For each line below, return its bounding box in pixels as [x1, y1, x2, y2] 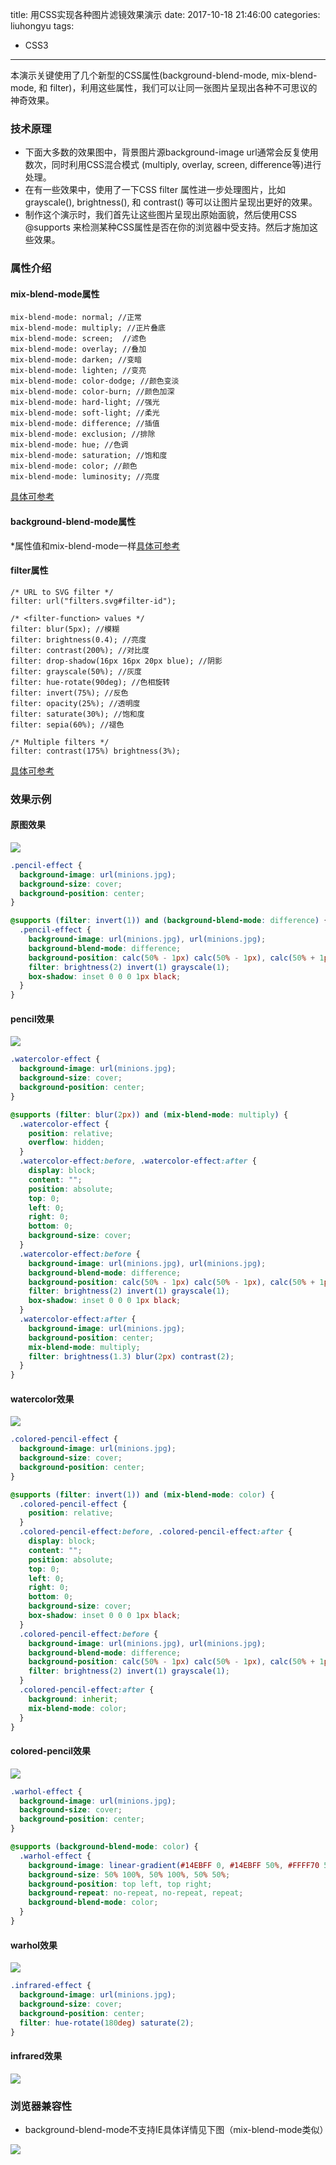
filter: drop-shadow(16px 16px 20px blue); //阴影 [10, 656, 223, 666]
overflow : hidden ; [28, 1138, 105, 1148]
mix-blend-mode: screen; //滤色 [10, 334, 147, 344]
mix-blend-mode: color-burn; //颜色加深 [10, 387, 175, 397]
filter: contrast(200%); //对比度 [10, 645, 150, 655]
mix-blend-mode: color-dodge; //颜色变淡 [10, 376, 180, 387]
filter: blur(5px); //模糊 [10, 624, 120, 634]
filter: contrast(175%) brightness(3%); [10, 746, 182, 756]
